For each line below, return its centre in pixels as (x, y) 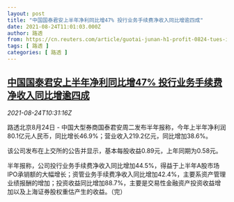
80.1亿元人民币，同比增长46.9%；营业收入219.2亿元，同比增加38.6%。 (110, 136)
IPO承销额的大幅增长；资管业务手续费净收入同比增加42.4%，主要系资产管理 (117, 174)
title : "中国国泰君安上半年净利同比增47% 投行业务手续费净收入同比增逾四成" (105, 20)
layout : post (26, 14)
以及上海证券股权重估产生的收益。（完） (70, 192)
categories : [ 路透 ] (38, 53)
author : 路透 (25, 33)
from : (15, 40)
